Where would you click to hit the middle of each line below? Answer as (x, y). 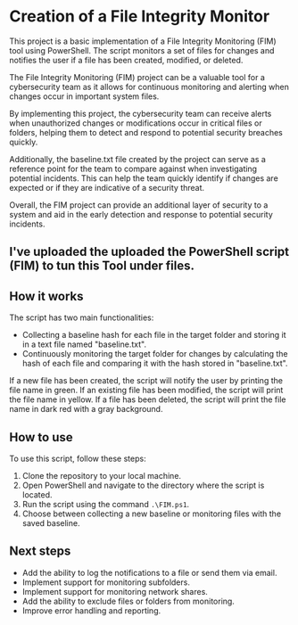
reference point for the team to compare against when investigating (133, 169)
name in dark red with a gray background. (86, 409)
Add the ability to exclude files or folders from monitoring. (128, 601)
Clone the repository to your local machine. (101, 475)
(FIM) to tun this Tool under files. (102, 266)
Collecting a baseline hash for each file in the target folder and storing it (154, 335)
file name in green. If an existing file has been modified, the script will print (146, 391)
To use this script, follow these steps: (78, 458)
